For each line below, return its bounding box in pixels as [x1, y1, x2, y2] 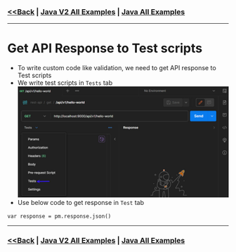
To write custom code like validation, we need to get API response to [17, 64, 216, 72]
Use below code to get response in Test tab [17, 199, 145, 207]
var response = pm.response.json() [7, 213, 112, 220]
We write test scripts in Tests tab [17, 79, 113, 87]
